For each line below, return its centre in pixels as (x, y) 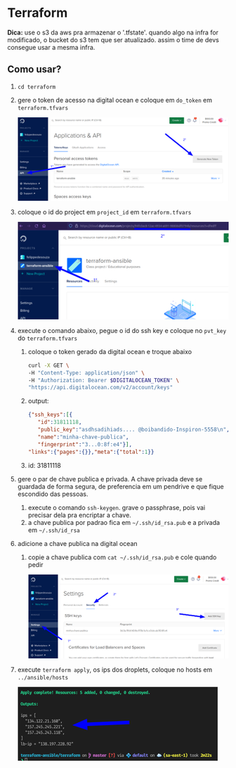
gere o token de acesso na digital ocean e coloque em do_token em (115, 100)
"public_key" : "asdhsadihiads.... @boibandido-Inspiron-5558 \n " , (133, 430)
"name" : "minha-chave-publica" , (83, 437)
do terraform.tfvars (47, 338)
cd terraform (37, 87)
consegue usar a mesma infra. (51, 47)
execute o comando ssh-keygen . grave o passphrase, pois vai (117, 507)
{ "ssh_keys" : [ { (50, 415)
